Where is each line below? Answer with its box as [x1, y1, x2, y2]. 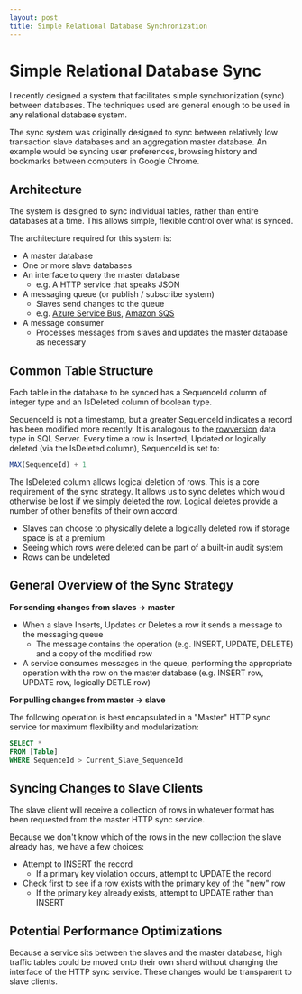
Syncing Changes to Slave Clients [9, 780, 204, 795]
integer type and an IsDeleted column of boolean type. [9, 396, 213, 407]
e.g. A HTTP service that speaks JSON [35, 279, 180, 290]
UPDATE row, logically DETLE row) [22, 676, 151, 687]
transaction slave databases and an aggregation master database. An [9, 136, 268, 147]
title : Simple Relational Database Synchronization [9, 22, 207, 31]
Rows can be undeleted [22, 552, 111, 562]
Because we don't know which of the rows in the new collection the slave [9, 831, 282, 842]
